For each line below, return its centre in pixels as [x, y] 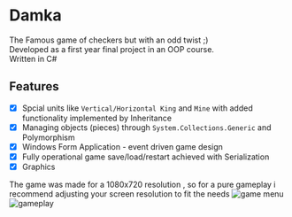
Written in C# [33, 58]
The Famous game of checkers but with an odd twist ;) [109, 40]
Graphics [38, 167]
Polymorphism [48, 137]
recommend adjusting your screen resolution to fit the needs [119, 194]
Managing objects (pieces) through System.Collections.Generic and [146, 127]
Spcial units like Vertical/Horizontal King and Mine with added [138, 108]
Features [34, 86]
